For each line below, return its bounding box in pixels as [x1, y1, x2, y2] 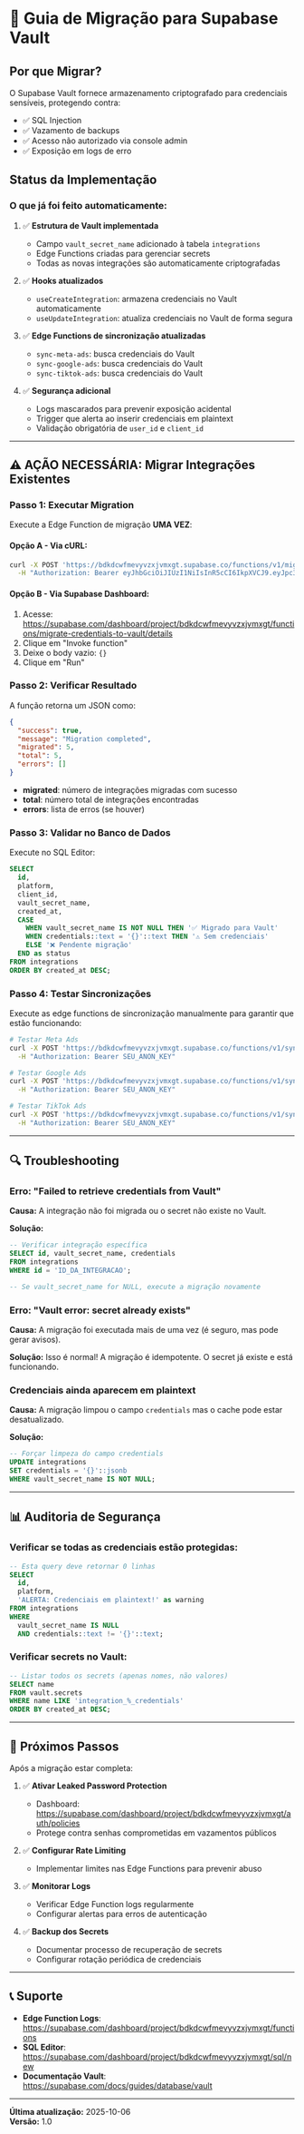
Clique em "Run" [22, 657, 85, 668]
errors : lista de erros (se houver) [22, 803, 145, 815]
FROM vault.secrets [9, 1688, 83, 1698]
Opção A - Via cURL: [9, 540, 88, 551]
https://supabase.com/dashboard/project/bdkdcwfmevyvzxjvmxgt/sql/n [22, 2051, 292, 2062]
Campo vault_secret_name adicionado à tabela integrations [35, 238, 261, 249]
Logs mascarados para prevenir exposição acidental [35, 403, 233, 414]
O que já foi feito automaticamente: [9, 200, 167, 212]
